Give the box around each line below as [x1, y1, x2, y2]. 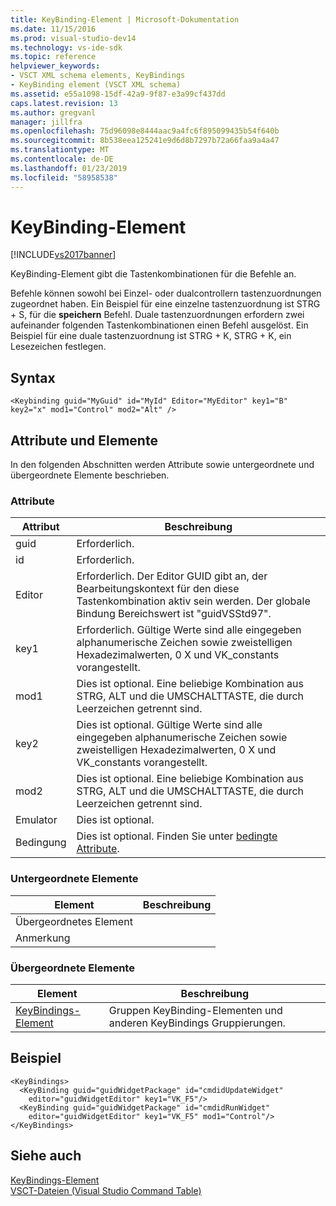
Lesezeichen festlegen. [10, 341, 107, 353]
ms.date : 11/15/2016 [10, 24, 97, 34]
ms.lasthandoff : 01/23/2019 [10, 163, 128, 173]
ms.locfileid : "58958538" [10, 172, 118, 183]
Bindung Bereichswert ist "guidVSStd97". [76, 607, 272, 621]
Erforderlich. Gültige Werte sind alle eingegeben [76, 623, 302, 637]
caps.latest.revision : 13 [10, 98, 118, 108]
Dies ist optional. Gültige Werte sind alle [76, 718, 263, 732]
